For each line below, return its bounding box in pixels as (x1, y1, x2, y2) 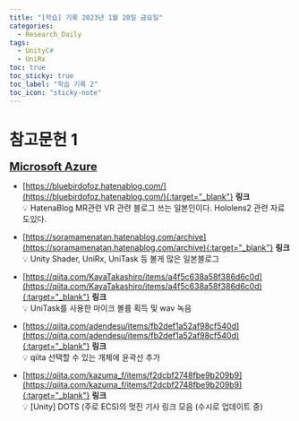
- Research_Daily (17, 30, 82, 39)
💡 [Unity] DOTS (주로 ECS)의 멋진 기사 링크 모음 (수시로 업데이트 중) (21, 401, 264, 412)
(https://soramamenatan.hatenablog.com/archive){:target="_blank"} (21, 243, 274, 253)
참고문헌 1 (9, 129, 78, 150)
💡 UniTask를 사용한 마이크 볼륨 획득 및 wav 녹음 (21, 303, 192, 314)
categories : (9, 21, 54, 30)
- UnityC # (17, 47, 54, 56)
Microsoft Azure (9, 159, 98, 175)
